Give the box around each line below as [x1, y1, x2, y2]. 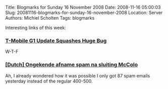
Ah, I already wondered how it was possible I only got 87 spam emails [5, 72, 150, 78]
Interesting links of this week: [5, 25, 67, 31]
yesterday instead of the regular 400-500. [5, 78, 93, 84]
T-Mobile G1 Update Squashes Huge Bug [5, 37, 107, 44]
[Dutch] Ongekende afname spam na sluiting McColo [5, 61, 138, 68]
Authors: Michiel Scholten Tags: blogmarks [5, 15, 95, 21]
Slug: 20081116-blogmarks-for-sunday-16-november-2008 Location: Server [5, 10, 163, 16]
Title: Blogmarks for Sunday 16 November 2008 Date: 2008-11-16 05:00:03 [5, 5, 161, 10]
